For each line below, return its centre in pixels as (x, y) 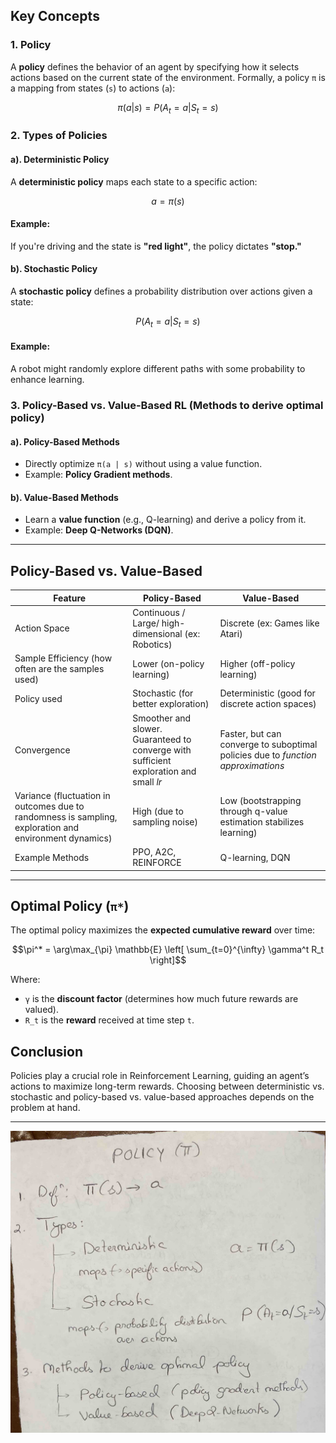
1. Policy (31, 45)
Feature (70, 598)
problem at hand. (45, 1108)
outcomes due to (49, 806)
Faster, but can (250, 734)
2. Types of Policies (59, 136)
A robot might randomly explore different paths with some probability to (158, 369)
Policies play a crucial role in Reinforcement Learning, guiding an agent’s (160, 1076)
